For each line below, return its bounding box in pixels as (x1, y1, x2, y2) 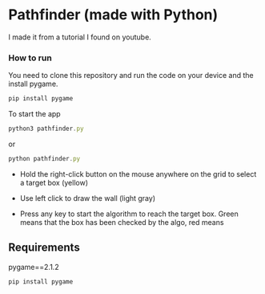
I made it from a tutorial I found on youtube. (8, 32, 152, 42)
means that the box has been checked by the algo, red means (19, 217, 224, 227)
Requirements (8, 241, 80, 255)
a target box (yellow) (19, 178, 88, 187)
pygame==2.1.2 (8, 262, 59, 272)
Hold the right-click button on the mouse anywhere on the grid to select (19, 169, 257, 178)
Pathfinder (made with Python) (8, 6, 219, 24)
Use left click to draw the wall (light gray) (19, 193, 156, 202)
